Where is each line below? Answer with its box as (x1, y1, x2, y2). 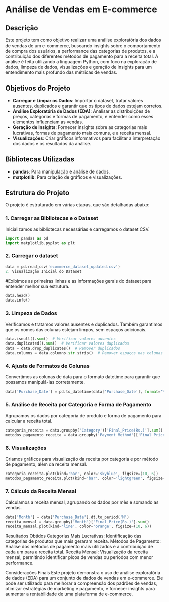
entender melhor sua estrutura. (5, 283, 70, 289)
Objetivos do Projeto (5, 84, 71, 93)
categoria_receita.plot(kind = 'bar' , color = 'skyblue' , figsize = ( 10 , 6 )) (5, 471, 158, 476)
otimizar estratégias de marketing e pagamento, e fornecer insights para (5, 586, 155, 592)
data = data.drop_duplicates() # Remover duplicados (5, 346, 121, 351)
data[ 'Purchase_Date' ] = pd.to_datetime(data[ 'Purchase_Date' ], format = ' (5, 389, 163, 394)
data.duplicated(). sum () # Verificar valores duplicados (5, 341, 129, 346)
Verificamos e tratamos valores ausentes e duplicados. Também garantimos (5, 321, 163, 327)
